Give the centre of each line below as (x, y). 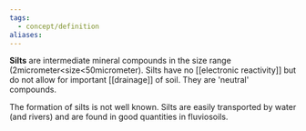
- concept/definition (59, 26)
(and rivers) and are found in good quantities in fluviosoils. (119, 117)
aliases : (26, 35)
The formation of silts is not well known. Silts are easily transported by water (153, 107)
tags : (20, 18)
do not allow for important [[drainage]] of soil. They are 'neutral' (129, 80)
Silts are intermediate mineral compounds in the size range (121, 61)
